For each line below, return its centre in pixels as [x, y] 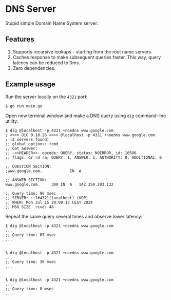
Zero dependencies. [34, 68]
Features [20, 39]
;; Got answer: [22, 148]
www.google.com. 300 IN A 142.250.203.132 [60, 184]
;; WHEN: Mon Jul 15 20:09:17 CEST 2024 [49, 202]
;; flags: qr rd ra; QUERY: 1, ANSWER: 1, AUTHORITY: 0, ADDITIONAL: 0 [83, 157]
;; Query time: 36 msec [31, 262]
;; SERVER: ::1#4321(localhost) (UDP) [47, 198]
